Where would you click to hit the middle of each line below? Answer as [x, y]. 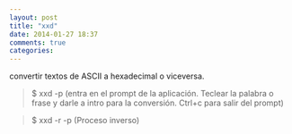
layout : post [34, 17]
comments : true [38, 42]
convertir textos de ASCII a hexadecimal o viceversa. [107, 76]
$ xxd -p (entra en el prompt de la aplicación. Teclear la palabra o [152, 94]
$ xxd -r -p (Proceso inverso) [85, 121]
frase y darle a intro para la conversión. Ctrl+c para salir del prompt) [158, 103]
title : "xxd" [34, 26]
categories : [31, 51]
